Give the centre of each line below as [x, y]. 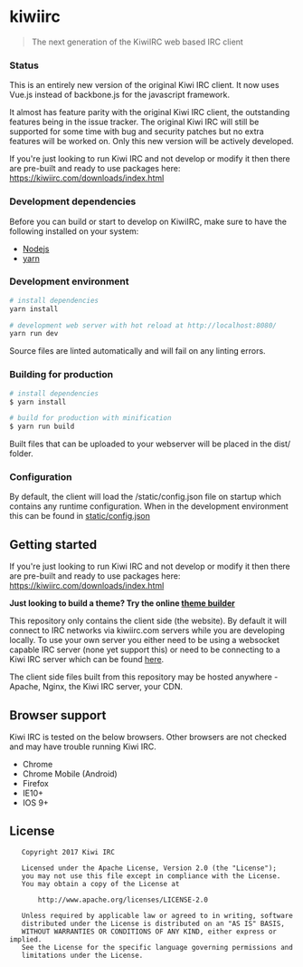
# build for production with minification [90, 418]
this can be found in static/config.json [80, 516]
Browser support [58, 715]
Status [24, 65]
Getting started [53, 545]
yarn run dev [34, 334]
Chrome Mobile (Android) [70, 774]
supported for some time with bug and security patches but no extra [137, 132]
